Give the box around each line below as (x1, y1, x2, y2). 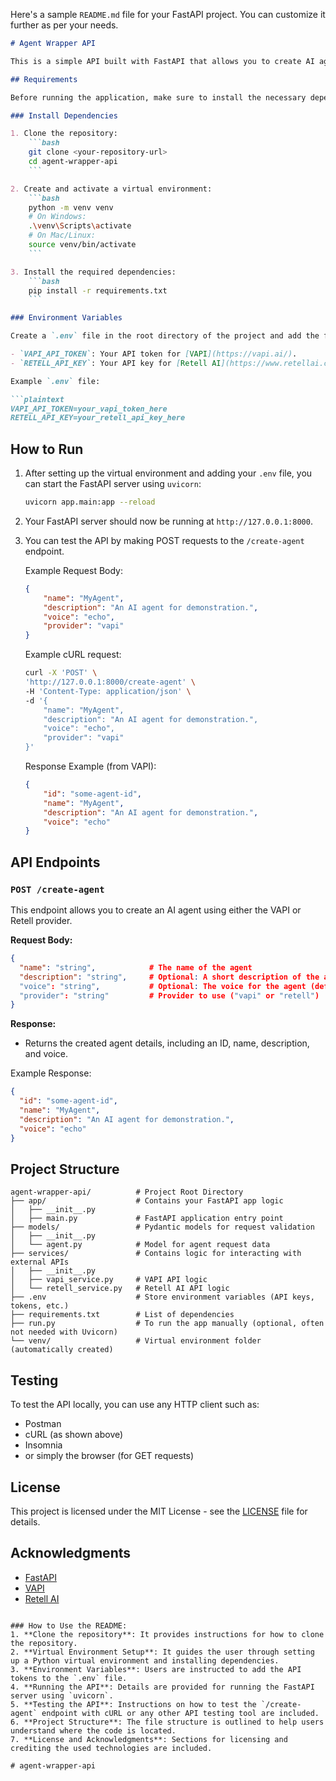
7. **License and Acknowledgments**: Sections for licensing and (10, 1734, 288, 1744)
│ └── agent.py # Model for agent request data (10, 1240, 271, 1250)
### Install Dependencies (10, 110, 118, 121)
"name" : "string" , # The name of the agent (19, 962, 253, 973)
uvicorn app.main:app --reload (24, 497, 156, 508)
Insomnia (24, 1439, 63, 1451)
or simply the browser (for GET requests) (24, 1450, 195, 1462)
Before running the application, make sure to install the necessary (10, 92, 307, 103)
